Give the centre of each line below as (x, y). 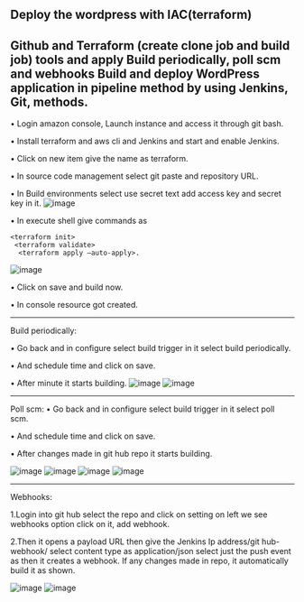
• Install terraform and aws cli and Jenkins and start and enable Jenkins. (145, 141)
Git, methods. (49, 102)
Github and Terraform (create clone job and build (150, 46)
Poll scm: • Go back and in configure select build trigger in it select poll (143, 409)
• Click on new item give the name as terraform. (99, 159)
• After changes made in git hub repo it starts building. (111, 454)
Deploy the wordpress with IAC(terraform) (131, 15)
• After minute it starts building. (69, 384)
